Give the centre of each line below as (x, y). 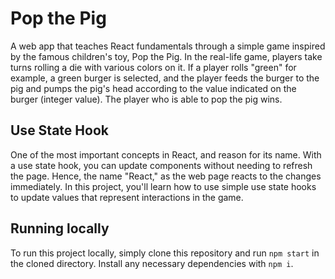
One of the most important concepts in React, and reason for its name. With (166, 154)
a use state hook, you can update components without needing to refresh (161, 165)
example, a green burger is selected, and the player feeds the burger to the (165, 78)
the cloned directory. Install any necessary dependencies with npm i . (152, 263)
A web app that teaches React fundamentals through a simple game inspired (168, 46)
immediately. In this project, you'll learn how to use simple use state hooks (163, 186)
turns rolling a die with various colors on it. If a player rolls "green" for (153, 67)
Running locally (60, 228)
